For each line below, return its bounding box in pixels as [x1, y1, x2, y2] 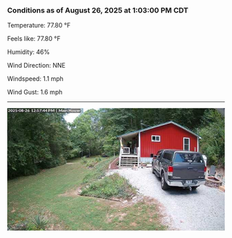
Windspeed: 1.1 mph [7, 75, 64, 83]
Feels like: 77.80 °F [7, 34, 61, 43]
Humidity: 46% [7, 48, 50, 57]
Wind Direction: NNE [7, 61, 66, 70]
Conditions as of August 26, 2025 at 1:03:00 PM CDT [7, 6, 188, 15]
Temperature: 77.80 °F [7, 21, 71, 30]
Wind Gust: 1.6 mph [7, 88, 63, 97]
